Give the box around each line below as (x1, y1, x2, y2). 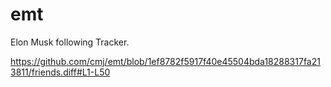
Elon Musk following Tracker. (10, 36, 130, 48)
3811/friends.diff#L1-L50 (10, 66, 111, 78)
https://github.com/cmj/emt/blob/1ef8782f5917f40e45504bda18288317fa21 (10, 55, 321, 67)
